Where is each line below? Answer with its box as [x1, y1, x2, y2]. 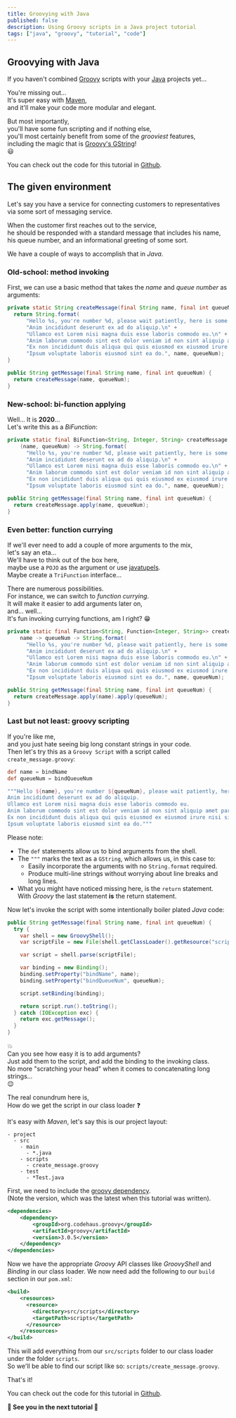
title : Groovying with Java [7, 10, 90, 18]
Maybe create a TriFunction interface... [7, 570, 122, 579]
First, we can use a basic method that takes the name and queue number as [7, 283, 227, 292]
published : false [7, 17, 58, 24]
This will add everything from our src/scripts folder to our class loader [7, 1347, 214, 1355]
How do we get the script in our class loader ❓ [7, 1101, 141, 1110]
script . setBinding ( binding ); [20, 989, 105, 997]
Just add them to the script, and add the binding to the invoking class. [7, 1057, 210, 1066]
